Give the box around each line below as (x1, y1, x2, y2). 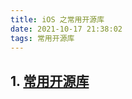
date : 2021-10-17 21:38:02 (10, 24, 123, 34)
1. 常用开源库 (10, 72, 90, 90)
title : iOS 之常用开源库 (10, 14, 105, 25)
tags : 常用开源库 (10, 33, 75, 43)
